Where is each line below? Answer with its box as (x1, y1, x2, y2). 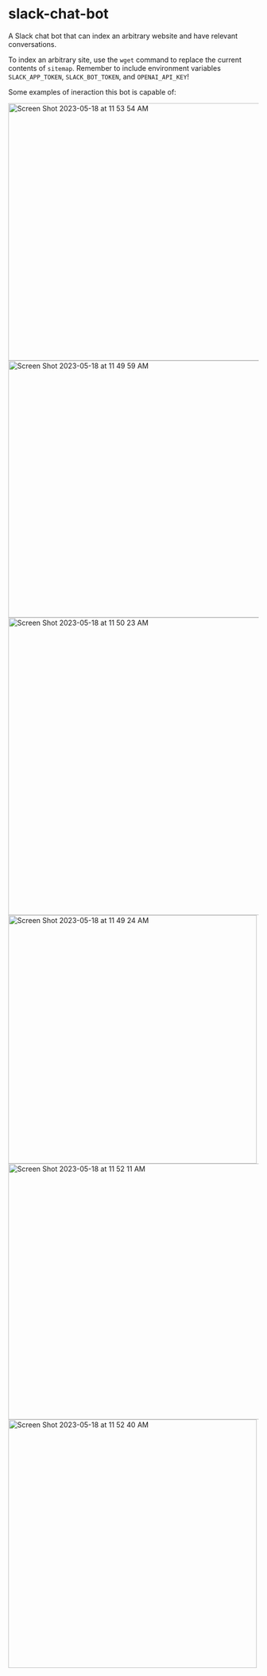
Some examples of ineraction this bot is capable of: (8, 87, 176, 96)
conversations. (8, 39, 57, 48)
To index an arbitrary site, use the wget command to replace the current (8, 55, 242, 64)
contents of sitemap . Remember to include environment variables (8, 63, 221, 72)
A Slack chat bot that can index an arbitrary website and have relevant (8, 31, 238, 41)
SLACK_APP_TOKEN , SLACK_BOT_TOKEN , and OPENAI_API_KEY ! (8, 72, 189, 81)
